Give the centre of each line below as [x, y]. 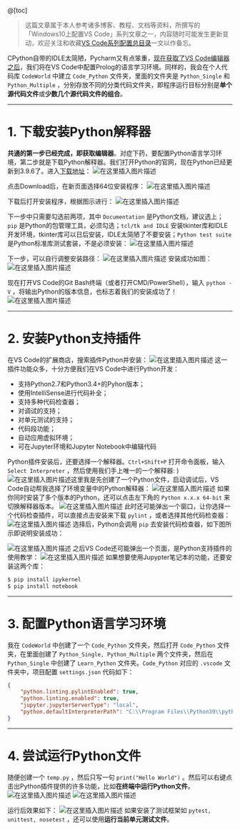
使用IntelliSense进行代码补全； [63, 393]
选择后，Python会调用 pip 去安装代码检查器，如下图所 [152, 524]
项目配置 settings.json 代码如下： [83, 671]
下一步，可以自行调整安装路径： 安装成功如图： [110, 258]
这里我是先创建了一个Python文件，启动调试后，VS [145, 479]
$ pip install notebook [43, 586]
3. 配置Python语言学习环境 [87, 624]
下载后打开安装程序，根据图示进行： [61, 201]
